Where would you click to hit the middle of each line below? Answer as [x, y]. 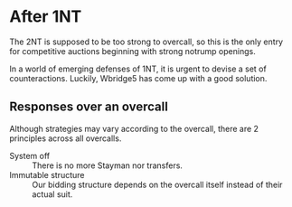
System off [30, 155]
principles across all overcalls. [66, 138]
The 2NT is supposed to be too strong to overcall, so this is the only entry [146, 42]
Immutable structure [47, 174]
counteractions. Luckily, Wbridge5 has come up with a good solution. [138, 78]
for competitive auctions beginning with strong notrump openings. [132, 51]
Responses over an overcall [89, 107]
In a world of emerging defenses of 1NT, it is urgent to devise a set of [138, 69]
